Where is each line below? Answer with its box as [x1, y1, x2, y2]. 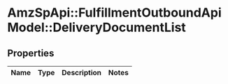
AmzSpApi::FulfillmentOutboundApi [7, 5, 222, 21]
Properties [7, 47, 55, 59]
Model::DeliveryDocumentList [7, 19, 187, 35]
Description [62, 68, 101, 77]
